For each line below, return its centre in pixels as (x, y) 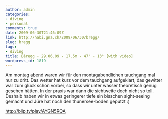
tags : (11, 47)
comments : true (21, 28)
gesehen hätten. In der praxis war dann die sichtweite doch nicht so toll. (80, 91)
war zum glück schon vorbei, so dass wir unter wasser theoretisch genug (81, 86)
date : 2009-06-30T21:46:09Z (35, 33)
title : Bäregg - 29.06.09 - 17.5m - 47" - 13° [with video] (69, 56)
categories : (18, 14)
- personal (17, 24)
